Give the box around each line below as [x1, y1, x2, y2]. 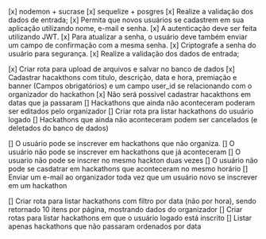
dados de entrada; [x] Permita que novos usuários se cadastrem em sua [8, 15, 245, 25]
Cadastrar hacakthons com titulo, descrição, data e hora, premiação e [8, 73, 237, 82]
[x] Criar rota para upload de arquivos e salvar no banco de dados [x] [8, 64, 236, 74]
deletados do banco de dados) [8, 123, 109, 133]
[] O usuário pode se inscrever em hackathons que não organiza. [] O [8, 139, 236, 148]
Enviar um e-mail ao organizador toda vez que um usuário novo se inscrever [8, 172, 258, 182]
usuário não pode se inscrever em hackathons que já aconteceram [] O [8, 147, 241, 156]
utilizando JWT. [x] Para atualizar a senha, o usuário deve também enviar [8, 32, 248, 41]
